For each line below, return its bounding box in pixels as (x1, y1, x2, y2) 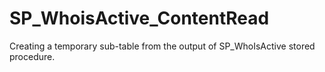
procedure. (9, 50, 56, 62)
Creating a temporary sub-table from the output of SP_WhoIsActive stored (9, 40, 316, 52)
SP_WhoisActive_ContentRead (9, 7, 270, 30)
